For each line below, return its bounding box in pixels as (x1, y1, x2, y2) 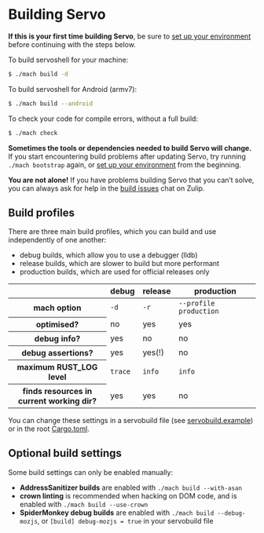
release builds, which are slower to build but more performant (19, 259, 220, 268)
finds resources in (22, 385, 93, 396)
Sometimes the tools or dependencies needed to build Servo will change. (8, 143, 252, 152)
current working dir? (18, 395, 97, 406)
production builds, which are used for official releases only (19, 267, 210, 276)
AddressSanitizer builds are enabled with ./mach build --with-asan (19, 483, 242, 492)
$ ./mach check (8, 129, 58, 137)
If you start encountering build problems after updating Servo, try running (8, 152, 246, 161)
